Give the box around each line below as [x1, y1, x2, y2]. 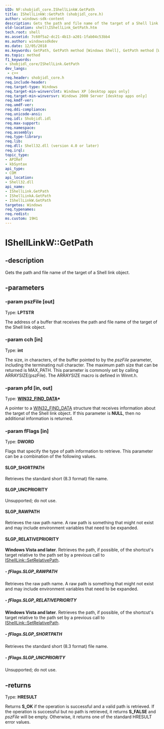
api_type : [5, 166, 25, 171]
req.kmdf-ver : [5, 98, 34, 103]
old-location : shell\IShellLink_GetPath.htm [5, 25, 97, 30]
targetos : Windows [5, 202, 42, 208]
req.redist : [5, 212, 29, 216]
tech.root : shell [5, 30, 41, 35]
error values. [5, 719, 31, 725]
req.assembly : [5, 130, 34, 135]
